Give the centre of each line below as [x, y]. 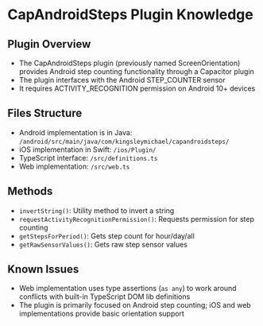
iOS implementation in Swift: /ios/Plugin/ [87, 149]
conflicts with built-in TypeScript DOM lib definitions [104, 297]
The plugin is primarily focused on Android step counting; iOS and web [135, 305]
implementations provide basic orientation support [101, 314]
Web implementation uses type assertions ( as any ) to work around [128, 289]
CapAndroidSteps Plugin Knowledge [130, 15]
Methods [30, 191]
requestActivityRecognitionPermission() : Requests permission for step [137, 219]
